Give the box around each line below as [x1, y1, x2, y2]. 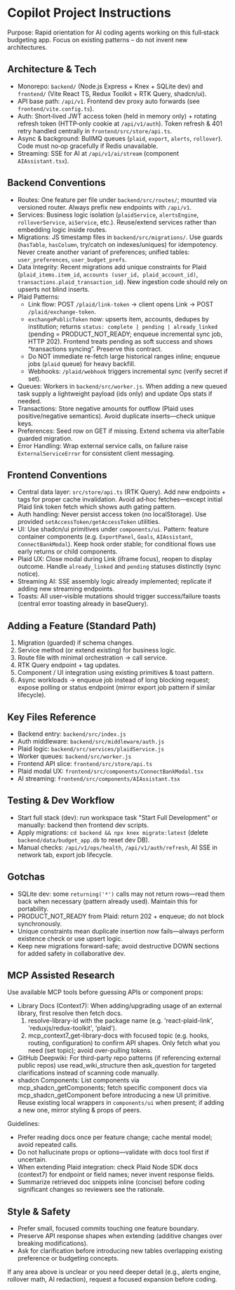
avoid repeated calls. [17, 1141, 79, 1149]
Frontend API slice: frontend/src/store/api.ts [17, 760, 153, 767]
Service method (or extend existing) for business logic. [17, 646, 177, 654]
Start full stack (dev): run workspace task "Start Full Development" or [17, 813, 218, 821]
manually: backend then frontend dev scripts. [17, 821, 149, 829]
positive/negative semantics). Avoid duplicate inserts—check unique [17, 412, 216, 420]
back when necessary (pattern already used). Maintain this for [17, 896, 198, 906]
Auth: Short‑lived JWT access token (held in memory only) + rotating [17, 112, 217, 120]
